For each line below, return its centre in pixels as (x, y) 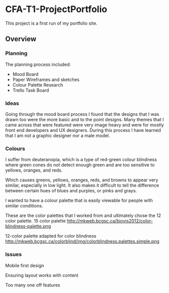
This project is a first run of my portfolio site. (51, 23)
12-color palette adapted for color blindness (51, 236)
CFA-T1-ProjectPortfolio (56, 9)
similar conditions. (24, 206)
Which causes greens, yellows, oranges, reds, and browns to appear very (82, 180)
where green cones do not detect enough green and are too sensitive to (80, 165)
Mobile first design (25, 265)
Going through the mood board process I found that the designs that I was (82, 114)
